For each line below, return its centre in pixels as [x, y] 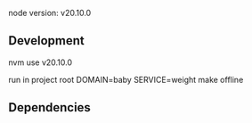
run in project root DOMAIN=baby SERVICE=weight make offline [126, 79]
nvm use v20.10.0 [41, 62]
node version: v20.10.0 [50, 13]
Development [47, 41]
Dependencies [49, 107]
